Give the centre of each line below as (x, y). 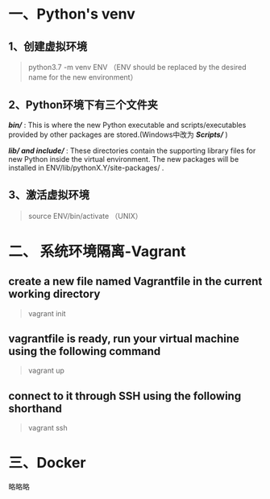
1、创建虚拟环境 (48, 46)
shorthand (35, 408)
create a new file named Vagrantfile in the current (135, 281)
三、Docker (47, 463)
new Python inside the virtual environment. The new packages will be (124, 159)
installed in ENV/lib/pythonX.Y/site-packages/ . (86, 167)
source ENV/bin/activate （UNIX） (85, 216)
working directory (54, 294)
